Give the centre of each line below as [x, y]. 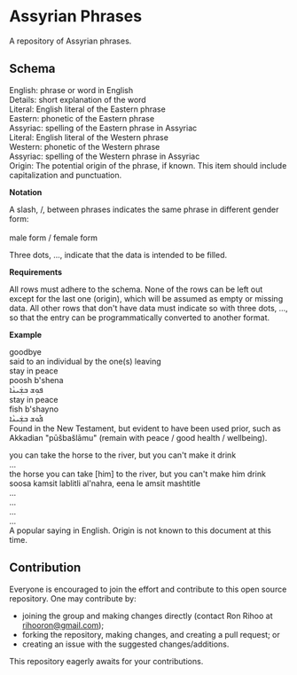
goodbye [26, 351]
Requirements [36, 271]
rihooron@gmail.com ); [63, 625]
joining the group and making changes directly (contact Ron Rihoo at [147, 616]
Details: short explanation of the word [78, 99]
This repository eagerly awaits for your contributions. [106, 661]
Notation [26, 192]
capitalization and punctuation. [66, 175]
